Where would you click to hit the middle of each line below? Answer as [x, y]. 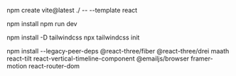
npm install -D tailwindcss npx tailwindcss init [73, 37]
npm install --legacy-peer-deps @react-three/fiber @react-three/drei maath [118, 51]
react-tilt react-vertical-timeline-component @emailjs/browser [98, 58]
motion [17, 66]
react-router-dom [54, 66]
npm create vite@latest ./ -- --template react [72, 10]
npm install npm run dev [42, 24]
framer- [202, 58]
